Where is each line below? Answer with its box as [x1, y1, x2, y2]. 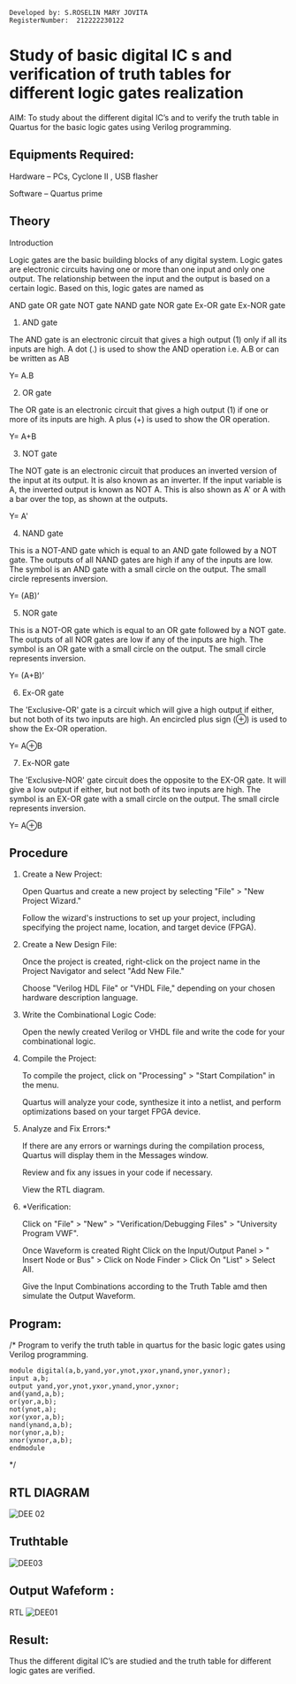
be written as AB [9, 352, 70, 363]
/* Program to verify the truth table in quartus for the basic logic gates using [9, 1340, 285, 1350]
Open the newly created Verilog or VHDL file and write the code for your [21, 1027, 285, 1038]
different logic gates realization [9, 83, 245, 104]
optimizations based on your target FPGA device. [21, 1107, 201, 1117]
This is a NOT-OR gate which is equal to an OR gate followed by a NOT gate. [9, 624, 286, 635]
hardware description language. [21, 993, 139, 1003]
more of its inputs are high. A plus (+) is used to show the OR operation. [9, 413, 270, 424]
